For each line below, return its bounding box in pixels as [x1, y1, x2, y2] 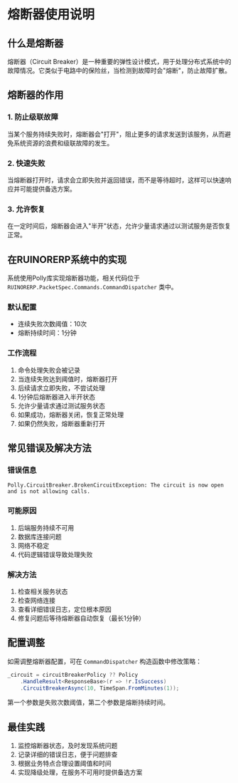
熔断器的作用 [7, 89, 64, 101]
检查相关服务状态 [17, 587, 68, 596]
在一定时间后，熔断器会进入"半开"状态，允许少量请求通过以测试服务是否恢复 [7, 222, 232, 230]
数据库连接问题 [17, 532, 62, 541]
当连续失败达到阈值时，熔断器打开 [17, 375, 118, 383]
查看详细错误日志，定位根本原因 [17, 605, 112, 613]
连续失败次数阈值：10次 [17, 320, 87, 328]
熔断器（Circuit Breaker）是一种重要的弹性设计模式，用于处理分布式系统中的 [7, 58, 232, 66]
